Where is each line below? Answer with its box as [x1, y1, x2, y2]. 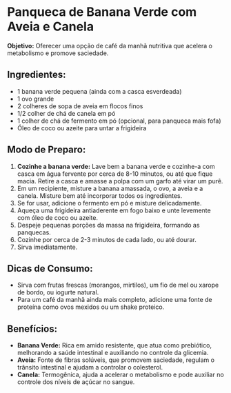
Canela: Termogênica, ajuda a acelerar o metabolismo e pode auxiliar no [17, 370, 224, 379]
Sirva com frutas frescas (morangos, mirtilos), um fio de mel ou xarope [17, 281, 219, 290]
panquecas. [17, 228, 52, 236]
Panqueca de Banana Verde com [7, 4, 197, 20]
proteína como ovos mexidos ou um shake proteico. [17, 303, 165, 311]
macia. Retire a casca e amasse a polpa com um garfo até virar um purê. [17, 177, 223, 185]
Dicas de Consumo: [7, 263, 93, 274]
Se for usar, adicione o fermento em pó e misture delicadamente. [17, 199, 202, 207]
